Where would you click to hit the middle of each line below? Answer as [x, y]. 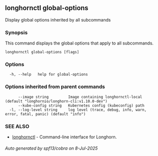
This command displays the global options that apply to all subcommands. [79, 43]
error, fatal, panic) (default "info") [45, 114]
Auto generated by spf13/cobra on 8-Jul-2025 [52, 148]
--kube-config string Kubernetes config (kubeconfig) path [81, 105]
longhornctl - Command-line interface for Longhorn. [64, 137]
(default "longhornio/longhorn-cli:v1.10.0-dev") [56, 101]
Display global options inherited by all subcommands [58, 20]
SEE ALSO [17, 126]
